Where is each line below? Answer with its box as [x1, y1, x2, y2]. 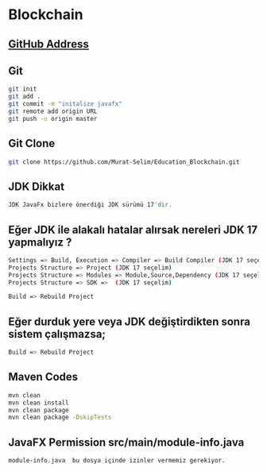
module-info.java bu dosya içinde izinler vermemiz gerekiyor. [8, 457, 226, 465]
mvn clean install [8, 399, 69, 407]
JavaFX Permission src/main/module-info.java [8, 435, 245, 449]
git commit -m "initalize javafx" [8, 100, 123, 108]
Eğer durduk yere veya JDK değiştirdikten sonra [8, 315, 250, 328]
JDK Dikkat [8, 180, 65, 193]
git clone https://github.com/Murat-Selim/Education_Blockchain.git [8, 157, 240, 166]
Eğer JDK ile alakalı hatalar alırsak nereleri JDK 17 [8, 222, 258, 236]
